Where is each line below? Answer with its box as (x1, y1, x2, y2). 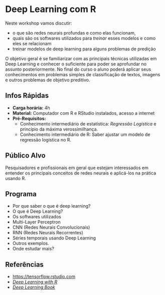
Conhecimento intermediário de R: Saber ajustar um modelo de (20, 131, 150, 137)
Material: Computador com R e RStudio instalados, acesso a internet (12, 110, 155, 116)
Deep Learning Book (12, 284, 55, 290)
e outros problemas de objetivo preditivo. (5, 77, 90, 83)
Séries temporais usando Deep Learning (12, 235, 96, 241)
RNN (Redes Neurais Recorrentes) (12, 230, 84, 236)
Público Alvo (5, 152, 46, 160)
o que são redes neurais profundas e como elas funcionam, (12, 30, 136, 36)
